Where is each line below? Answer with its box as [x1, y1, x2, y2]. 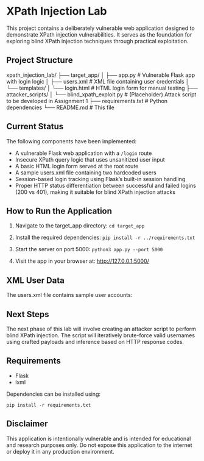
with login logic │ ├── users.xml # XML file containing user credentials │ [6, 77, 189, 85]
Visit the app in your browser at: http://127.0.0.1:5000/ [15, 257, 149, 265]
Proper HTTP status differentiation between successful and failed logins [15, 182, 196, 189]
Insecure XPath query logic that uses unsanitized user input [15, 155, 166, 163]
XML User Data [6, 275, 65, 285]
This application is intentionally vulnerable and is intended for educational [6, 435, 191, 442]
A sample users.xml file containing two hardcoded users [15, 169, 157, 176]
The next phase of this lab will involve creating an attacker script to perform [6, 325, 197, 332]
